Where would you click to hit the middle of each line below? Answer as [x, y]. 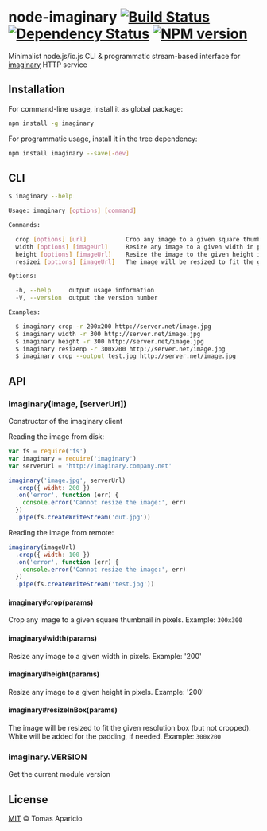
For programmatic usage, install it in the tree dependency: [103, 139]
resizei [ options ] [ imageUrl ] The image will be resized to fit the [135, 262]
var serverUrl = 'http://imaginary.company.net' [90, 466]
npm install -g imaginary [51, 123]
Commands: [25, 225]
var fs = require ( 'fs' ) [48, 451]
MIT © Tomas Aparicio [45, 819]
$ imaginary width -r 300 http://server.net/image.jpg [108, 334]
